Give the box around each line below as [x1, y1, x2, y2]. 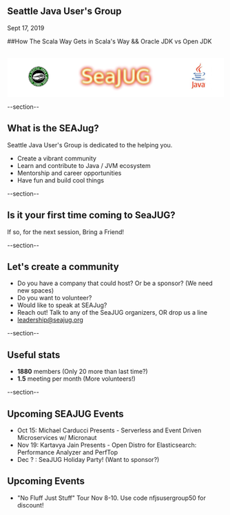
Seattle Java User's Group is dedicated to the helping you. [7, 140, 173, 149]
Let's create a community [7, 261, 119, 273]
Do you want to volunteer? [17, 294, 92, 302]
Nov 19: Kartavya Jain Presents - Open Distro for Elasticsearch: [17, 441, 197, 450]
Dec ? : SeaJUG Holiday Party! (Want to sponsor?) [17, 456, 160, 464]
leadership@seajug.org [17, 316, 84, 324]
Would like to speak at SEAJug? [17, 301, 107, 309]
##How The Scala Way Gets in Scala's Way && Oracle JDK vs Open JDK [7, 37, 212, 45]
